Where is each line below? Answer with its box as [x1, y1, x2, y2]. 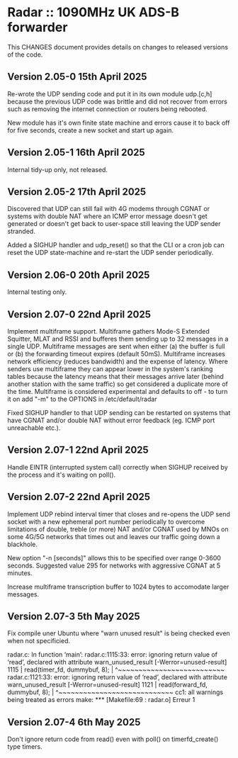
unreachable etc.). [7, 424, 61, 432]
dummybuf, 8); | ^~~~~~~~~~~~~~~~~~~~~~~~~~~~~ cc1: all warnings [7, 688, 224, 696]
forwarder [7, 19, 68, 35]
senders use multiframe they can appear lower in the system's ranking [7, 365, 213, 373]
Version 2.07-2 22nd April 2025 [7, 491, 151, 503]
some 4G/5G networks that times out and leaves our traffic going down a [7, 532, 221, 541]
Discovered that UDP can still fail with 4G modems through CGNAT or [7, 205, 210, 213]
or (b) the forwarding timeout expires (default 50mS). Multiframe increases [7, 350, 225, 358]
